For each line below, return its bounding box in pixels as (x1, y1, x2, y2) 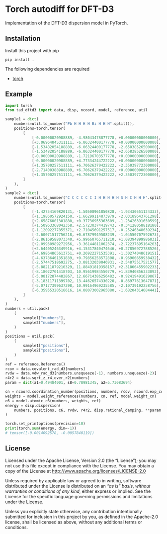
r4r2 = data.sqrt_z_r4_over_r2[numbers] (5, 375, 90, 381)
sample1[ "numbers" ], (23, 315, 66, 320)
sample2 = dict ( (5, 190, 39, 196)
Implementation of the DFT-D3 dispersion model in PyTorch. (5, 20, 128, 26)
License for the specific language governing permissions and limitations (5, 493, 153, 499)
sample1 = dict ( (5, 117, 39, 122)
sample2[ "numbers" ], (23, 320, 66, 325)
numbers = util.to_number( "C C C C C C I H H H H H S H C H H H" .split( (14, 195, 164, 200)
